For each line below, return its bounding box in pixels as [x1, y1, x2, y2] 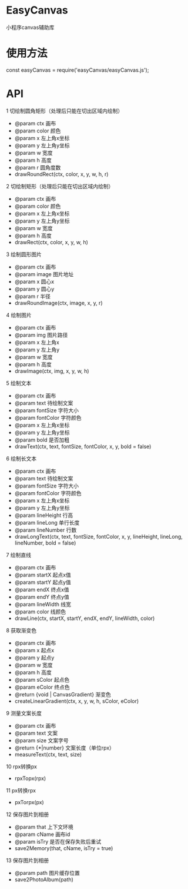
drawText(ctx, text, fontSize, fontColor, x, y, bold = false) [14, 443, 152, 450]
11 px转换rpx [6, 787, 36, 794]
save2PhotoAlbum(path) [14, 875, 73, 883]
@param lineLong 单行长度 [14, 519, 80, 526]
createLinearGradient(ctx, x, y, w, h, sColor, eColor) [14, 697, 139, 704]
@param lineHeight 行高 [14, 512, 73, 519]
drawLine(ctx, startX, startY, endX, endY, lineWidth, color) [14, 615, 155, 622]
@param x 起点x [14, 646, 55, 654]
